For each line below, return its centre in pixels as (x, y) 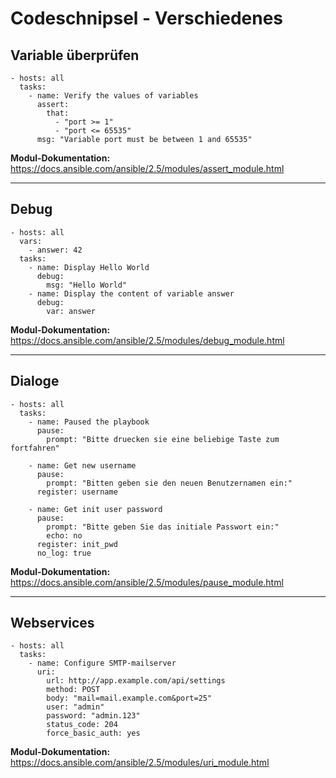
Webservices (52, 623)
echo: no (64, 535)
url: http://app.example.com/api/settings (136, 681)
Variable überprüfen (75, 55)
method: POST (73, 690)
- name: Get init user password (95, 509)
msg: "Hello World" (87, 285)
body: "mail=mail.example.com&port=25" (129, 698)
